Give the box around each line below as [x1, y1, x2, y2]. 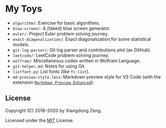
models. [12, 41, 30, 47]
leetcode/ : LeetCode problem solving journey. [12, 52, 109, 58]
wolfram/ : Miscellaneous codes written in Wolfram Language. [12, 57, 141, 63]
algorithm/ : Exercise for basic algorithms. [12, 20, 101, 26]
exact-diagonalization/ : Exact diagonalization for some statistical [12, 36, 151, 42]
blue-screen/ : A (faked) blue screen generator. [12, 25, 111, 31]
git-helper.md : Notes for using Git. [12, 63, 86, 69]
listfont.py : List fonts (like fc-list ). [12, 68, 90, 74]
